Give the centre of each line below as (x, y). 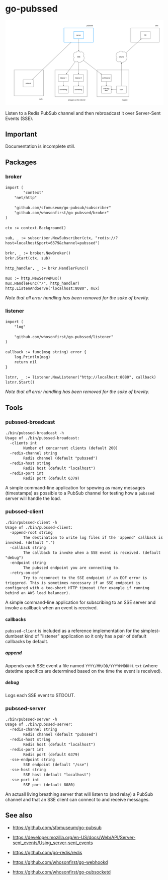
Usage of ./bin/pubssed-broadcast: (43, 438)
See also (19, 815)
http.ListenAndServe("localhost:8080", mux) (53, 289)
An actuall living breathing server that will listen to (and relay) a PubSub (79, 794)
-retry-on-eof (24, 573)
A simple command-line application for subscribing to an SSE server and (80, 602)
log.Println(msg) (32, 357)
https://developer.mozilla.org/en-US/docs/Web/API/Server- (74, 837)
